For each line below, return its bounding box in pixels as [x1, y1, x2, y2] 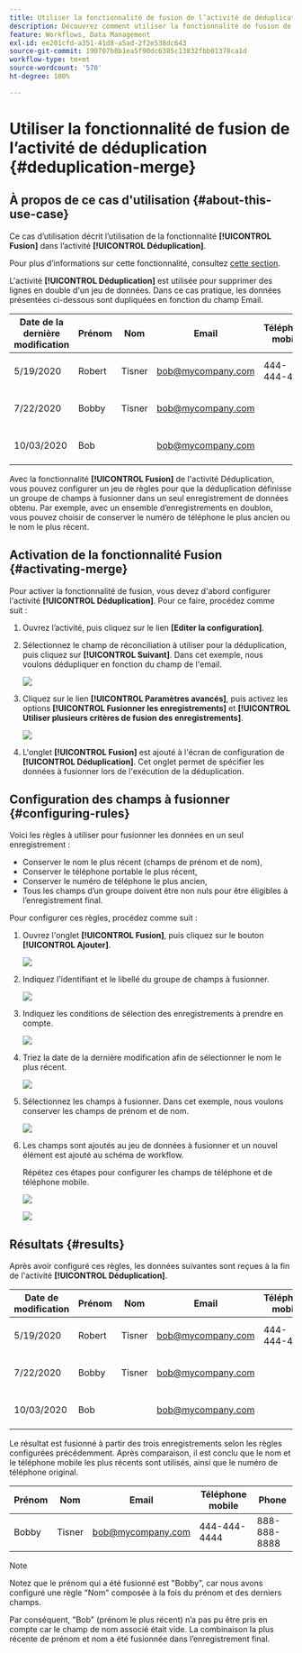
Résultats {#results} [9, 1237, 126, 1252]
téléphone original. [9, 1466, 79, 1478]
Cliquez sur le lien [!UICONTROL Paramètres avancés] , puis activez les [22, 693, 289, 704]
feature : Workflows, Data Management [9, 30, 151, 39]
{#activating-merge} [9, 562, 129, 577]
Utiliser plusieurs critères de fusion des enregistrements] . [22, 712, 244, 723]
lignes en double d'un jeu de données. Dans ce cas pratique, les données [9, 285, 281, 296]
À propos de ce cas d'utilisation [9, 193, 191, 208]
